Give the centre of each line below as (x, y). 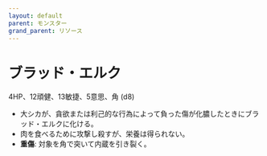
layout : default (35, 16)
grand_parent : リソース (45, 31)
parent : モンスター (38, 23)
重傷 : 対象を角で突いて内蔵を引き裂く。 (85, 144)
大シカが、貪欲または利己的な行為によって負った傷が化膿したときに (132, 114)
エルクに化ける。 (70, 124)
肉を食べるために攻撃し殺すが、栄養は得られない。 (105, 134)
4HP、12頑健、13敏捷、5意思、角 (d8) (72, 96)
